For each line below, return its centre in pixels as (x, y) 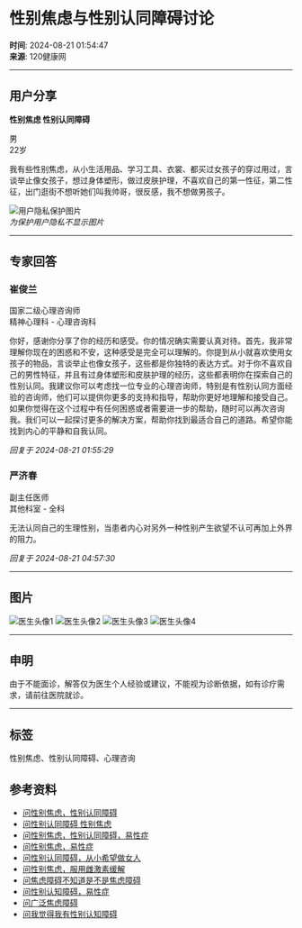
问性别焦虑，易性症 (58, 846)
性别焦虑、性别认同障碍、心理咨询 (72, 759)
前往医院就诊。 (60, 696)
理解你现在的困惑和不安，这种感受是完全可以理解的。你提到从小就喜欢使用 (147, 352)
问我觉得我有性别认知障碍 (70, 914)
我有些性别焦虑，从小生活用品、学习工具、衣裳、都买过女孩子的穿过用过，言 (151, 168)
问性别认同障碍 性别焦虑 (67, 823)
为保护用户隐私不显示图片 (57, 222)
